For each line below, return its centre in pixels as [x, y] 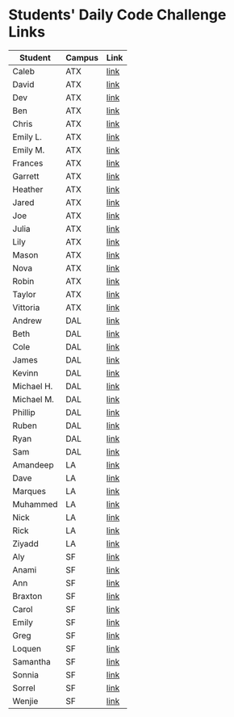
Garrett [26, 176]
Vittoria [26, 307]
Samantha [31, 661]
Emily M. [29, 149]
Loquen [27, 648]
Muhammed [35, 504]
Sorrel [24, 688]
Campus [82, 57]
